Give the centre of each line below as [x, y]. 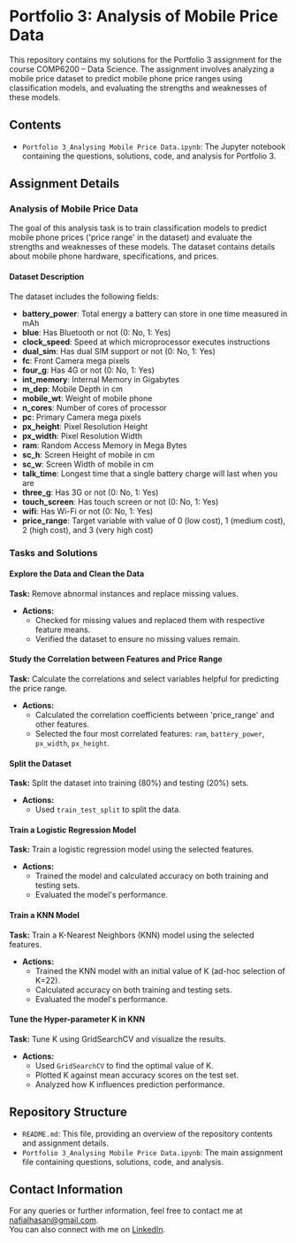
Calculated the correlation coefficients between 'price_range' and [155, 714]
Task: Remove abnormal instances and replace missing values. [124, 593]
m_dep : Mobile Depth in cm [72, 389]
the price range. [38, 688]
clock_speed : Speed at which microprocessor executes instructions [146, 342]
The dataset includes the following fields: [84, 296]
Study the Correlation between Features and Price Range [116, 659]
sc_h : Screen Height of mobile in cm [88, 454]
